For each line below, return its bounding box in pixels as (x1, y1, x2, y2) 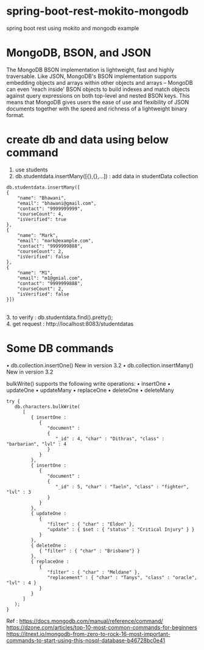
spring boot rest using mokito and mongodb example (6, 24, 139, 32)
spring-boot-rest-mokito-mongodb (6, 4, 189, 18)
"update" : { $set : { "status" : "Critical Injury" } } (47, 526, 195, 532)
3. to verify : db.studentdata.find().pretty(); (6, 313, 113, 321)
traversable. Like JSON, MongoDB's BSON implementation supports (6, 72, 177, 80)
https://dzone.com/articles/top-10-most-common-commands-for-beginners (6, 624, 197, 631)
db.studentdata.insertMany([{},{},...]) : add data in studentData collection (15, 172, 199, 179)
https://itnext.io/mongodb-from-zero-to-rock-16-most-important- (6, 630, 171, 637)
